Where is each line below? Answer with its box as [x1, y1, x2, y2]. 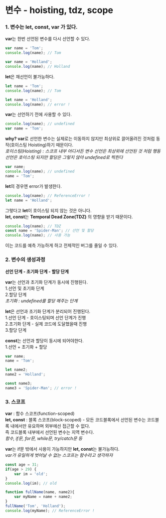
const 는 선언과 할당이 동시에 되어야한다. [5, 337, 84, 344]
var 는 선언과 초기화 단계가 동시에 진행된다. [5, 279, 88, 285]
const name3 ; [5, 381, 32, 386]
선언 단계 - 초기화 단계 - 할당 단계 [5, 268, 69, 274]
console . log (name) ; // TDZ [5, 224, 61, 229]
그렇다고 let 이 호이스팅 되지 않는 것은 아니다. [5, 207, 92, 213]
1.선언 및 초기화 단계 [5, 285, 44, 291]
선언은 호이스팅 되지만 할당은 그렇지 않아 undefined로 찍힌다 [5, 154, 123, 160]
